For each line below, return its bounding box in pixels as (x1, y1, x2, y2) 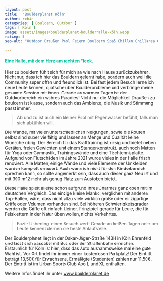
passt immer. (5, 105, 31, 111)
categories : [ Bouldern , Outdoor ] (5, 20, 77, 26)
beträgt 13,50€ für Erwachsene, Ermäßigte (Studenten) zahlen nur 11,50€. (5, 256, 152, 262)
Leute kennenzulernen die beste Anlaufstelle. (16, 225, 108, 231)
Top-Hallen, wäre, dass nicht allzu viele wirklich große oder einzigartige (5, 195, 149, 201)
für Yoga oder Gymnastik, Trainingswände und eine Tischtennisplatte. (5, 150, 145, 156)
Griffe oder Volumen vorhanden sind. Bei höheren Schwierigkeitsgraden (5, 201, 149, 206)
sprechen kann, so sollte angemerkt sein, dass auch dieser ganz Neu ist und (5, 170, 158, 176)
